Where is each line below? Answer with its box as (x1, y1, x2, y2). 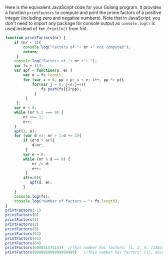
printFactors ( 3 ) (5, 226, 39, 231)
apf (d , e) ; (29, 180, 52, 185)
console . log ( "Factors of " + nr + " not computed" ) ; (23, 45, 131, 50)
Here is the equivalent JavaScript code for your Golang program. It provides (5, 5, 161, 10)
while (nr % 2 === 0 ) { (14, 110, 64, 115)
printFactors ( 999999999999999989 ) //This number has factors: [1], (5, 250, 153, 255)
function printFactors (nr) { (5, 35, 66, 40)
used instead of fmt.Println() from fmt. (5, 26, 88, 32)
